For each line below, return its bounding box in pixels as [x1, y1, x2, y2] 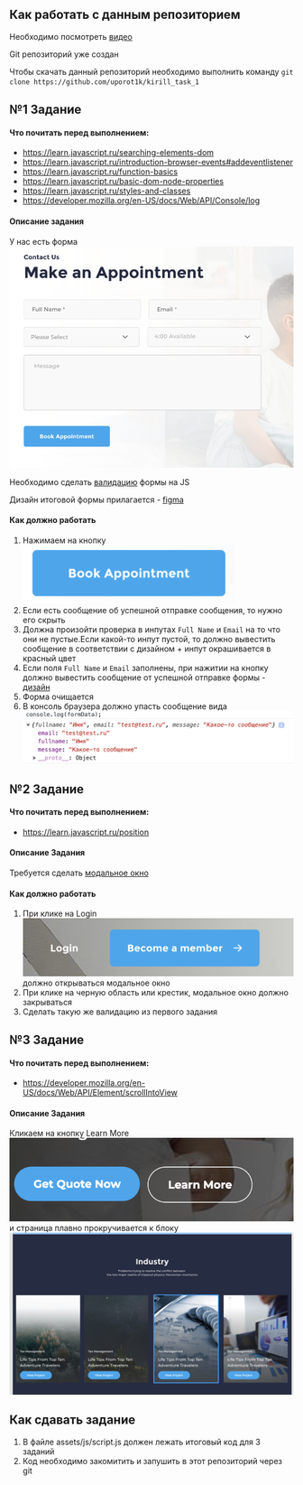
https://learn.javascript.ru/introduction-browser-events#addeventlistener [22, 157, 293, 168]
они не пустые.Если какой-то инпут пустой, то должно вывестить [22, 633, 276, 644]
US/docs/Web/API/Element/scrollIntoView [22, 1088, 179, 1098]
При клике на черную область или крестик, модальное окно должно [22, 986, 289, 997]
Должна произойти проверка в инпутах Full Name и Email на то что [22, 623, 281, 635]
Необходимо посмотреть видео [9, 31, 133, 42]
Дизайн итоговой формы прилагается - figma [9, 494, 185, 505]
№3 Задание [9, 1032, 85, 1047]
